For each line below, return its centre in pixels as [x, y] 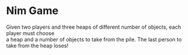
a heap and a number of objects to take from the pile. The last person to [94, 39]
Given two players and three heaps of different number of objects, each [94, 27]
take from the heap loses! [37, 46]
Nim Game [32, 11]
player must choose [30, 33]
